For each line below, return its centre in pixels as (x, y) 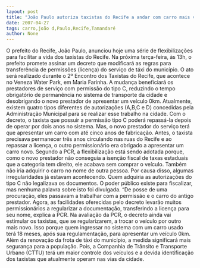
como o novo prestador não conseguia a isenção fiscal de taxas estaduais (97, 158)
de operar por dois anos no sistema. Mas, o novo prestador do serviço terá (98, 127)
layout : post (22, 12)
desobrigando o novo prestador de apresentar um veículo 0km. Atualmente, (99, 101)
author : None (22, 34)
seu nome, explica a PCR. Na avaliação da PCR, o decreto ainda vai (89, 215)
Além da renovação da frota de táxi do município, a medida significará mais (99, 240)
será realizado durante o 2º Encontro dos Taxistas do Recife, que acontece (98, 76)
